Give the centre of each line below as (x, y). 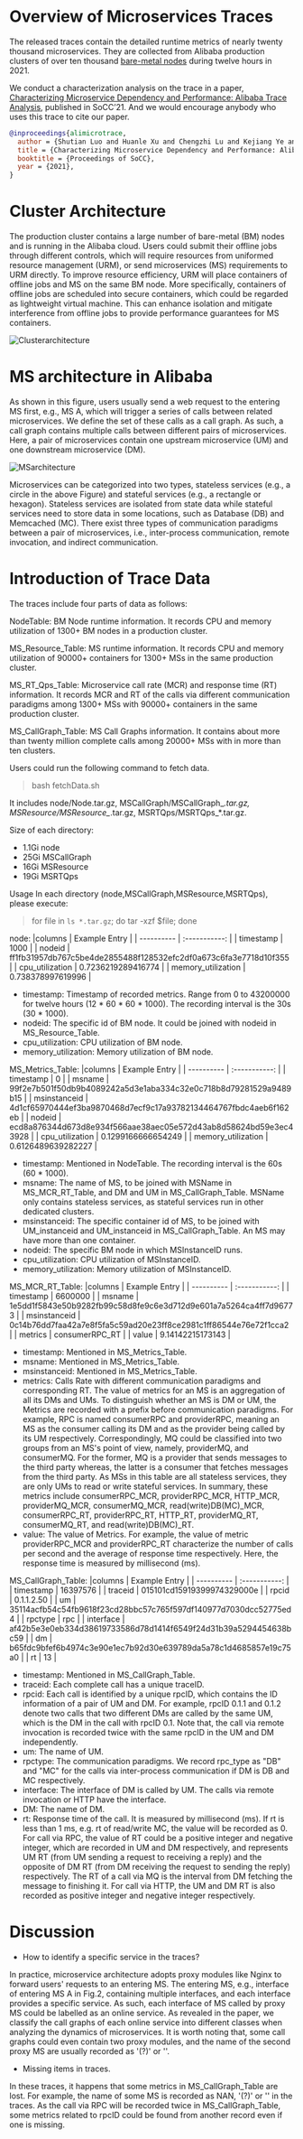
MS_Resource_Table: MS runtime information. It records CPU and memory (147, 648)
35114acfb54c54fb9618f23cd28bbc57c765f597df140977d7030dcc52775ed (150, 1609)
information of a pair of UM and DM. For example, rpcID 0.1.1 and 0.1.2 (151, 1703)
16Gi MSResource (55, 867)
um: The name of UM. (63, 1752)
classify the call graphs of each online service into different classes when (146, 2022)
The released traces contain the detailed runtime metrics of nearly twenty (146, 42)
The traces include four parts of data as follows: (98, 604)
